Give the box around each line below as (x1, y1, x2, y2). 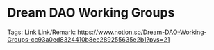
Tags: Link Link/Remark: (7, 28, 76, 36)
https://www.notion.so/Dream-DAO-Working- (77, 28, 207, 36)
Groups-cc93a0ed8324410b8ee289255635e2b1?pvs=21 (7, 35, 170, 43)
